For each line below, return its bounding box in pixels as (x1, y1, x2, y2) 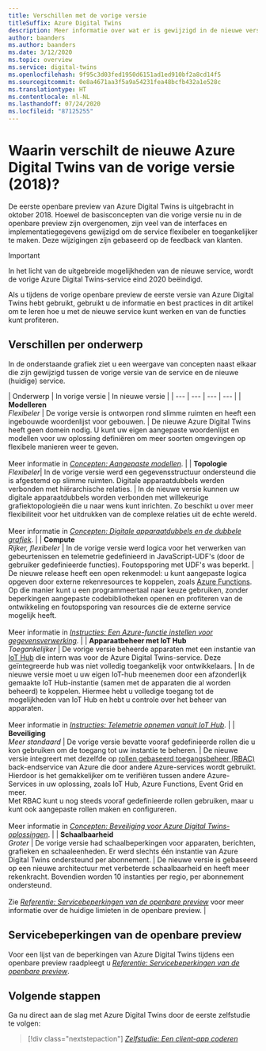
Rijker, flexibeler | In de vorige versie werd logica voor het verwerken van (8, 543, 246, 552)
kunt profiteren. (8, 315, 59, 324)
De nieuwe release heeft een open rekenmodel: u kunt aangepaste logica (8, 568, 247, 577)
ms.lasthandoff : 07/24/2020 (8, 100, 101, 108)
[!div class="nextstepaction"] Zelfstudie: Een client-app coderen (27, 1034, 238, 1044)
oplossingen (8, 830, 49, 839)
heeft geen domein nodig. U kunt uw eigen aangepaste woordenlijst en (8, 425, 240, 435)
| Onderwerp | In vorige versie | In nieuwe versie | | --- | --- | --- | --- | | (8, 391, 241, 401)
